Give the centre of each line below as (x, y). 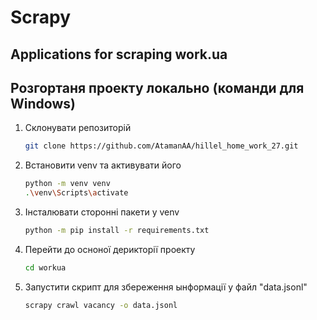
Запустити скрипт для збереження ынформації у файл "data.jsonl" (166, 287)
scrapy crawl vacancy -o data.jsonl (101, 305)
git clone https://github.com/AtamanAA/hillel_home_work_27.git (161, 146)
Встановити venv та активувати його (103, 165)
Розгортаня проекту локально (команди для (157, 87)
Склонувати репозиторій (78, 128)
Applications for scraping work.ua (119, 54)
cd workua (45, 267)
